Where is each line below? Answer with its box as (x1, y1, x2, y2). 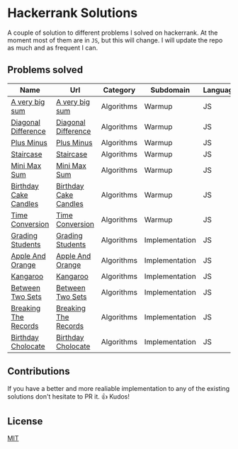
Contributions (7, 365, 70, 377)
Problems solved (7, 64, 84, 76)
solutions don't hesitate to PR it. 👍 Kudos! (7, 392, 130, 401)
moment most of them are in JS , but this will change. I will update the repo (7, 35, 223, 44)
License (7, 415, 43, 427)
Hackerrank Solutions (7, 5, 138, 21)
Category (103, 85, 136, 95)
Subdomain (150, 85, 190, 95)
